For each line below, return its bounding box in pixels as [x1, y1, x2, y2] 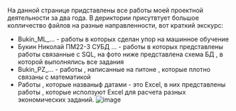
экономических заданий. [17, 95, 95, 104]
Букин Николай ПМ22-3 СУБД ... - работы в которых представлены [17, 43, 224, 51]
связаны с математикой [17, 73, 91, 81]
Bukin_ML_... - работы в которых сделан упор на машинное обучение [17, 35, 230, 43]
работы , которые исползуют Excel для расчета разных [17, 88, 186, 96]
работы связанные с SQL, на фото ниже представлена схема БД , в [17, 50, 224, 58]
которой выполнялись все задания [17, 58, 124, 66]
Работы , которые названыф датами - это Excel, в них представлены [17, 80, 226, 88]
